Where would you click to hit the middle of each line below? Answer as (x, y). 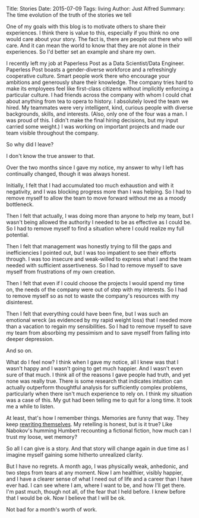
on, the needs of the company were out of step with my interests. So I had (97, 289)
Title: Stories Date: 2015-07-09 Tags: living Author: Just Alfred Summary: (96, 9)
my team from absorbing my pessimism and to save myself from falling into (98, 333)
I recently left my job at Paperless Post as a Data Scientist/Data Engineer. (96, 63)
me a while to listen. (31, 406)
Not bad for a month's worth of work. (52, 509)
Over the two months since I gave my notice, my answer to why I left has (95, 167)
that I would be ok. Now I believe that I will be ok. (66, 498)
